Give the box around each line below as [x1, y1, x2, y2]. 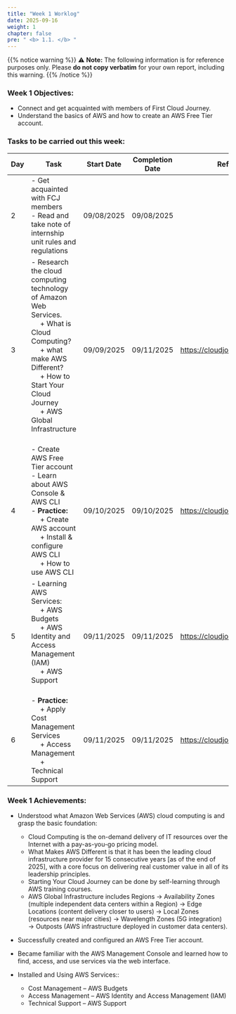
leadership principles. [27, 870, 91, 878]
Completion [132, 155, 173, 164]
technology [31, 283, 69, 293]
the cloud [31, 266, 63, 275]
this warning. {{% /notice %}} [7, 71, 93, 79]
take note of [31, 219, 71, 229]
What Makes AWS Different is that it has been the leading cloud [27, 847, 212, 856]
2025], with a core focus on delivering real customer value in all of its [27, 862, 229, 871]
